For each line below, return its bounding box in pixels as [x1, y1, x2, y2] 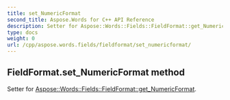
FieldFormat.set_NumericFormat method [7, 67, 185, 78]
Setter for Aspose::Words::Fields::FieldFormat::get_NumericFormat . [7, 84, 197, 93]
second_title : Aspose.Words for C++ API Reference [7, 16, 155, 23]
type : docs [7, 29, 38, 36]
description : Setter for [7, 22, 78, 29]
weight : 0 [7, 35, 36, 42]
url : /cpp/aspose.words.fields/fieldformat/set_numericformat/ [7, 41, 192, 48]
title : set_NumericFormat [7, 10, 81, 17]
